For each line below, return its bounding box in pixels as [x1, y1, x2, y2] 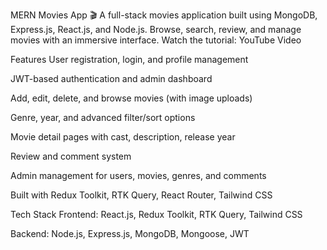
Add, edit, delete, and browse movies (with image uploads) [10, 92, 253, 104]
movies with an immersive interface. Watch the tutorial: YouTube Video [10, 34, 302, 46]
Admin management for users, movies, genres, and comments [10, 170, 267, 181]
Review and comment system [10, 150, 132, 162]
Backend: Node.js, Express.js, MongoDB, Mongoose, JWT [10, 228, 250, 239]
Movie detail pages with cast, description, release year [10, 131, 236, 143]
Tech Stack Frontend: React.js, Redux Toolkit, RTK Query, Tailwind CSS [10, 209, 303, 220]
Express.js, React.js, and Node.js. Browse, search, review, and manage [10, 24, 302, 35]
